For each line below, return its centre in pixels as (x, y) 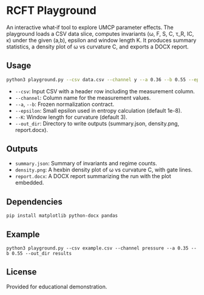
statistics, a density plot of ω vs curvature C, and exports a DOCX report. (98, 47)
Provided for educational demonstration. (57, 287)
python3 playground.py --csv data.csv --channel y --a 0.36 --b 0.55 (96, 79)
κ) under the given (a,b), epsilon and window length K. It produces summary (101, 40)
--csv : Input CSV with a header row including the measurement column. (105, 91)
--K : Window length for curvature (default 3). (71, 117)
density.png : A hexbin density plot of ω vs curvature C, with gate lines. (104, 170)
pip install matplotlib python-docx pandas (62, 216)
